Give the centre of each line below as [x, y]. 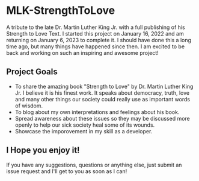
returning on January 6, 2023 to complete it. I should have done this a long [99, 40]
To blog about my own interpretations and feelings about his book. [97, 112]
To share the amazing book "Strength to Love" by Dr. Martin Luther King [104, 86]
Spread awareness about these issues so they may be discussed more [103, 118]
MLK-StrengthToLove [61, 11]
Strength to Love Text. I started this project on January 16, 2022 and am [95, 33]
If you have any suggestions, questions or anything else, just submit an [94, 165]
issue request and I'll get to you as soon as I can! [67, 171]
